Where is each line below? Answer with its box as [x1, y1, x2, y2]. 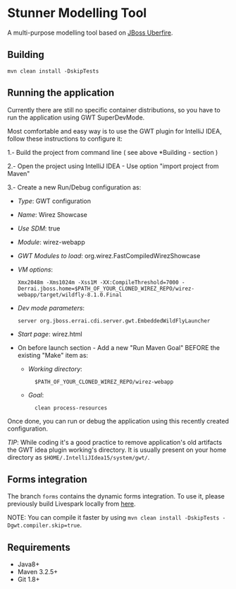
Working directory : [27, 364, 82, 373]
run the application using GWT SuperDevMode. [7, 113, 145, 122]
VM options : [17, 265, 54, 274]
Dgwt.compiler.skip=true [7, 522, 80, 530]
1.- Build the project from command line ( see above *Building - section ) [7, 148, 218, 156]
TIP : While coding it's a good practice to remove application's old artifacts [7, 438, 223, 446]
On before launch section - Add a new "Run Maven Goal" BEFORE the [17, 343, 221, 351]
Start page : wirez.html [17, 330, 82, 338]
